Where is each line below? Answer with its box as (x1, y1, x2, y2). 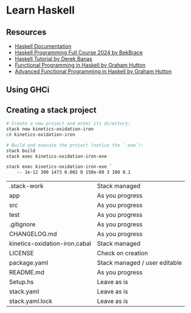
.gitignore (9, 220, 36, 229)
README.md (9, 268, 44, 276)
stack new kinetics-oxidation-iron (6, 126, 94, 132)
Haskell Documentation (14, 43, 72, 50)
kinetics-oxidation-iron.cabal (9, 240, 92, 248)
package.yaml (9, 259, 48, 267)
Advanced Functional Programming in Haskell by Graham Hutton (14, 68, 172, 74)
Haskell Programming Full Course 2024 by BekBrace (14, 49, 143, 56)
